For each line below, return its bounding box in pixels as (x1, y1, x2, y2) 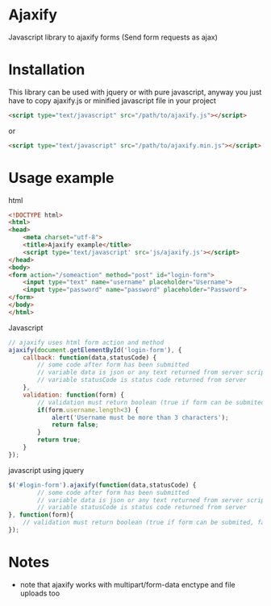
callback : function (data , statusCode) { (23, 353, 157, 362)
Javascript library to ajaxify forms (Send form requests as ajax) (8, 32, 218, 42)
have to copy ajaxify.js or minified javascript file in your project (8, 95, 216, 106)
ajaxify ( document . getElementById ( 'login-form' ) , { (8, 346, 182, 354)
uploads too (19, 588, 60, 598)
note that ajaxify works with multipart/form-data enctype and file (19, 579, 236, 589)
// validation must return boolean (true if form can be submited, (23, 518, 254, 527)
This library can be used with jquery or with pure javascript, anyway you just (8, 87, 262, 97)
